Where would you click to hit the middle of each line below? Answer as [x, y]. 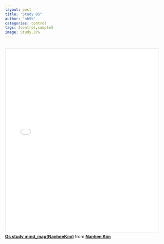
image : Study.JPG [23, 32]
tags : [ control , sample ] [29, 28]
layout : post [18, 10]
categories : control [26, 23]
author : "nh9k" [20, 19]
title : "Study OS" [24, 14]
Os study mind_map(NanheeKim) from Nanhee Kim [58, 236]
